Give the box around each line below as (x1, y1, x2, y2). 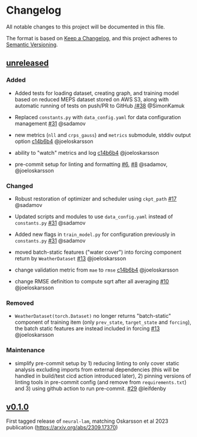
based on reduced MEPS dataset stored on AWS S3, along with (14, 95, 169, 103)
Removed (6, 299, 34, 307)
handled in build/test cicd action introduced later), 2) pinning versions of (14, 372, 191, 379)
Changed (6, 181, 34, 190)
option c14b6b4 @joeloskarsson (14, 138, 93, 145)
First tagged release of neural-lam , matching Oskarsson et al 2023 (6, 417, 169, 425)
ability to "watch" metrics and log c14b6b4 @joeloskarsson (14, 149, 159, 156)
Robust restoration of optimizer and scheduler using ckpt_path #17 (14, 195, 177, 202)
